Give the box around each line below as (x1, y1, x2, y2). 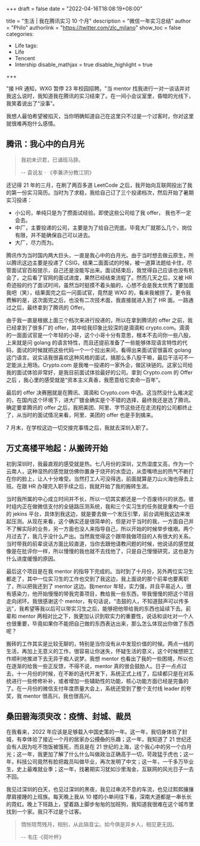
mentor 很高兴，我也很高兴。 (23, 692, 95, 699)
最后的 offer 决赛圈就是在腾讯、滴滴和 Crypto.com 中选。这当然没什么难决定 (6, 389, 193, 396)
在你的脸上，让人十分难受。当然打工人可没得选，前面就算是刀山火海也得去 (6, 475, 189, 482)
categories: (6, 30, 34, 38)
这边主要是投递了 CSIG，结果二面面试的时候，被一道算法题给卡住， (21, 259, 187, 266)
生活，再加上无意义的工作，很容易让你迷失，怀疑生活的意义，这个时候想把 (6, 647, 189, 654)
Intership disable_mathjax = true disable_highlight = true (14, 61, 153, 68)
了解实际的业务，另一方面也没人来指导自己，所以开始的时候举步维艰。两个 (11, 525, 194, 532)
